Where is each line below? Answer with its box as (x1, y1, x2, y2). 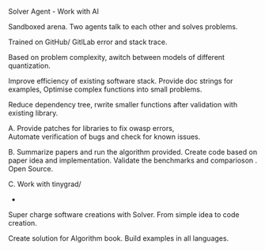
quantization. (8, 61, 51, 70)
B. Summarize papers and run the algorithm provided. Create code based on (8, 148, 258, 156)
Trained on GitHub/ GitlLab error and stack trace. (8, 37, 168, 47)
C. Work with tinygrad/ (8, 179, 81, 189)
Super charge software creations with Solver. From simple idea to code (8, 210, 240, 219)
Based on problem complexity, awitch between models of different (8, 53, 225, 62)
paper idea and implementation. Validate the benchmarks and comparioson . (8, 155, 258, 165)
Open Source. (8, 164, 54, 173)
